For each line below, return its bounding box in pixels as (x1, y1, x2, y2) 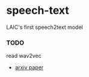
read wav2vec (6, 52, 41, 60)
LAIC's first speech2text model (6, 23, 83, 31)
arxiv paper (14, 64, 44, 71)
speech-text (6, 4, 69, 17)
